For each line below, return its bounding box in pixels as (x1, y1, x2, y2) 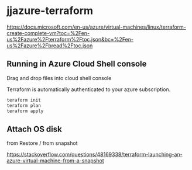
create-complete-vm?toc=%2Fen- (6, 29, 90, 36)
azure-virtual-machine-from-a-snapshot (6, 157, 104, 164)
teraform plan (6, 102, 42, 109)
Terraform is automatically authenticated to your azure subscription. (6, 86, 171, 93)
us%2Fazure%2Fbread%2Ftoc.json (6, 42, 93, 49)
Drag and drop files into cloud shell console (6, 74, 112, 81)
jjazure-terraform (6, 4, 93, 18)
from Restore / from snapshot (6, 140, 78, 147)
